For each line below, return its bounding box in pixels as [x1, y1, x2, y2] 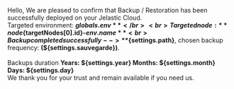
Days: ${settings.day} [7, 66, 74, 74]
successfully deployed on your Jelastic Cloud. [7, 13, 143, 22]
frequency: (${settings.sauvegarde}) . [7, 44, 120, 52]
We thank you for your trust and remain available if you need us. [7, 73, 194, 82]
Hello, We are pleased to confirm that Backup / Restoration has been [7, 6, 208, 14]
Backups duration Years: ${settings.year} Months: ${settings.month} [7, 59, 216, 66]
